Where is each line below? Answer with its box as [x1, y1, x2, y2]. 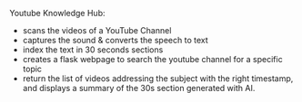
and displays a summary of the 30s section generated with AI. [22, 83, 256, 93]
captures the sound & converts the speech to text [22, 35, 209, 45]
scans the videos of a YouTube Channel [22, 25, 172, 35]
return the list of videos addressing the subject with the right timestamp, [22, 73, 294, 84]
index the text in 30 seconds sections [22, 44, 164, 55]
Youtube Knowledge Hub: [9, 8, 106, 18]
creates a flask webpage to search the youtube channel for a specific [22, 54, 284, 64]
